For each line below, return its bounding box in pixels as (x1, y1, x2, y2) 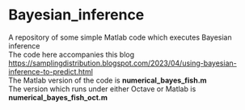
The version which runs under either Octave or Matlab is (8, 83, 196, 94)
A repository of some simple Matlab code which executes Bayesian (8, 32, 232, 42)
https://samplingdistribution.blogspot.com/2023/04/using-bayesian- (8, 58, 237, 68)
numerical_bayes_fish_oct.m (8, 92, 108, 102)
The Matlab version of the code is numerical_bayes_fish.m (8, 75, 208, 85)
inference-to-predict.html (8, 66, 93, 76)
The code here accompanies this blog (8, 49, 135, 59)
